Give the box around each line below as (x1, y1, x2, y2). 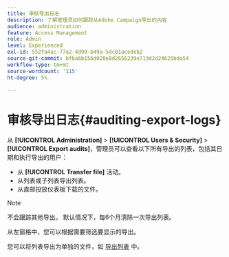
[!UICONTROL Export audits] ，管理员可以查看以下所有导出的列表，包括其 (7, 145, 217, 153)
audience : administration (7, 23, 81, 30)
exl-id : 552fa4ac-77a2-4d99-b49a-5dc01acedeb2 (7, 49, 143, 56)
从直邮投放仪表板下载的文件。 (17, 185, 102, 194)
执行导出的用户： (19, 153, 67, 162)
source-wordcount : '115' (7, 68, 78, 74)
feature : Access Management (7, 29, 88, 37)
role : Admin (7, 36, 41, 43)
